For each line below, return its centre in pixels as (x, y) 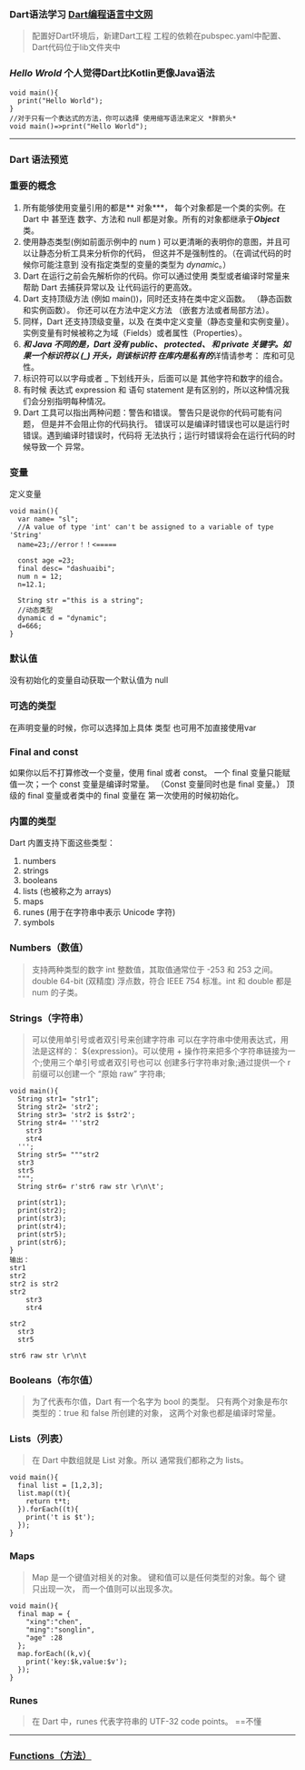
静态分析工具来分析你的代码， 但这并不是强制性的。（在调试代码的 (161, 253)
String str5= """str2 (59, 1155)
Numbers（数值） (49, 948)
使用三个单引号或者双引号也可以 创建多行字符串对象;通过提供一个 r (167, 1062)
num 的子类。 (57, 992)
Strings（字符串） (49, 1018)
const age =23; (46, 561)
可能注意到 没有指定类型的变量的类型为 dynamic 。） (135, 264)
